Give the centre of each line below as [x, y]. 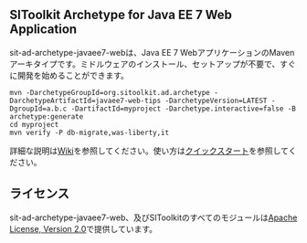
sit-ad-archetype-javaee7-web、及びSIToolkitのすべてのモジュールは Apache [153, 217]
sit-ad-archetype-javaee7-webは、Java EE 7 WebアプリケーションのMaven [152, 52]
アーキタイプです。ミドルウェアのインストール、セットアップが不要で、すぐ [153, 64]
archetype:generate [47, 116]
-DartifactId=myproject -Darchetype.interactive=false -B [184, 109]
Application [43, 30]
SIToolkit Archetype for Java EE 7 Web [121, 15]
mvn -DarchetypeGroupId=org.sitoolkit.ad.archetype [110, 92]
